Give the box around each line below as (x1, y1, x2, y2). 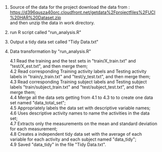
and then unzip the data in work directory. (9, 20, 95, 26)
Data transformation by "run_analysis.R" (9, 49, 91, 54)
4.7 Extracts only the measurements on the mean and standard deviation (9, 121, 158, 126)
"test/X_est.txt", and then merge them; (9, 63, 88, 69)
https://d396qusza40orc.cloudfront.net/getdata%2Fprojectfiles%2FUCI (9, 9, 156, 15)
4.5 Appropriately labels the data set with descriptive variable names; (9, 105, 151, 111)
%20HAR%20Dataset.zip (9, 15, 62, 20)
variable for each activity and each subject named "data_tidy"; (9, 136, 136, 142)
